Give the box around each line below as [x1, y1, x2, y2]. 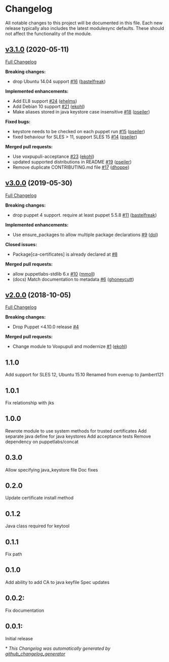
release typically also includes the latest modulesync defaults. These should [5, 25, 164, 31]
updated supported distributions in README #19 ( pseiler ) [12, 159, 132, 165]
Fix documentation [5, 607, 45, 613]
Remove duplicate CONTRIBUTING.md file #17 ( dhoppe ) [12, 164, 130, 170]
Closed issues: [5, 241, 37, 247]
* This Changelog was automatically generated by [5, 645, 111, 651]
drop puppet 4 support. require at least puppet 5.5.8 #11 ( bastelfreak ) [12, 212, 157, 218]
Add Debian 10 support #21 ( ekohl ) [12, 103, 85, 109]
